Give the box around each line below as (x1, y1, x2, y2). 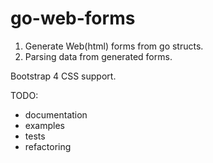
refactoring (24, 140, 72, 152)
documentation (24, 108, 88, 121)
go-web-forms (10, 7, 136, 30)
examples (24, 119, 65, 131)
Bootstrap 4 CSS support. (10, 70, 117, 82)
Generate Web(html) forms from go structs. (24, 40, 204, 52)
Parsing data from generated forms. (24, 50, 173, 62)
